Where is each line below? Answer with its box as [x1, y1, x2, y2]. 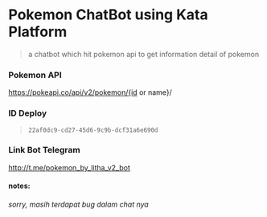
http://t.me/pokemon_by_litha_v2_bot [8, 162, 131, 172]
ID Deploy [8, 108, 47, 119]
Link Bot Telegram [8, 145, 80, 156]
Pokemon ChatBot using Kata [8, 6, 208, 24]
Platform [8, 23, 68, 41]
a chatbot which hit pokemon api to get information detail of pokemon [27, 49, 260, 59]
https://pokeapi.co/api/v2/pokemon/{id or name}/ [8, 88, 173, 97]
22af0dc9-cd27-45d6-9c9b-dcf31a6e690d [27, 126, 158, 134]
